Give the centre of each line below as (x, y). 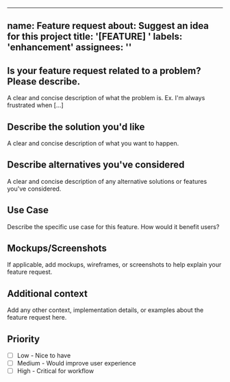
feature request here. (37, 318)
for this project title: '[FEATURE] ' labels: (95, 37)
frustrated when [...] (35, 105)
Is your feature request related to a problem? (104, 70)
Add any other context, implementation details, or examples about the (105, 310)
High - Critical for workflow (55, 371)
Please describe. (44, 81)
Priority (23, 339)
